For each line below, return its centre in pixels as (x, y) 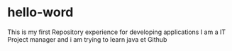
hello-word (40, 12)
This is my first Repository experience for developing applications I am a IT (117, 32)
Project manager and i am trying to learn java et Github (87, 39)
